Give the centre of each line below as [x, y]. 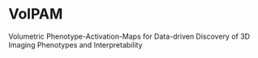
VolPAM [36, 14]
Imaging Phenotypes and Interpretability [76, 44]
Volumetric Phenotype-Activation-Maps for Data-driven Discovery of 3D [129, 36]
